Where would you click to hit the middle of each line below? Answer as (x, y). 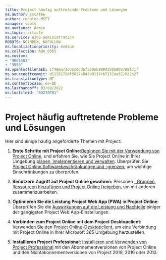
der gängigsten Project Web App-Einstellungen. (61, 212)
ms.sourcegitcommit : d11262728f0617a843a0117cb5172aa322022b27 (72, 74)
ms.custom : (16, 56)
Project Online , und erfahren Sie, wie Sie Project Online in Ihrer (76, 156)
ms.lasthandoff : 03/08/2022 (34, 88)
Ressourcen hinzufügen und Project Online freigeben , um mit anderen (84, 187)
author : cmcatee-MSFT (28, 19)
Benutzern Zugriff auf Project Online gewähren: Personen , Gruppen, (84, 182)
